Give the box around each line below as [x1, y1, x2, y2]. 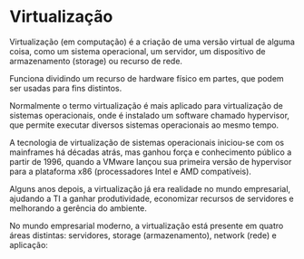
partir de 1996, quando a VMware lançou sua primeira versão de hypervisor [9, 156, 292, 167]
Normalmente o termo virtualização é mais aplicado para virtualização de [9, 100, 283, 110]
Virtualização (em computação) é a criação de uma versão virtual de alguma [9, 36, 295, 47]
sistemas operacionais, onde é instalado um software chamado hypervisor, [9, 110, 290, 120]
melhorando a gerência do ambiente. [9, 202, 148, 214]
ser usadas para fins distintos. [9, 82, 123, 93]
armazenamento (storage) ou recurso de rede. [9, 55, 183, 66]
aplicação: [9, 239, 48, 250]
